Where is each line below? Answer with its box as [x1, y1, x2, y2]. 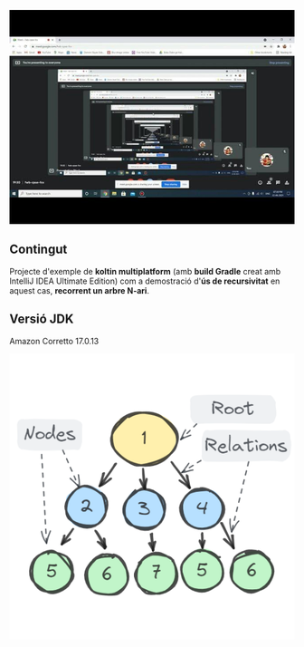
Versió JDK [9, 312, 74, 327]
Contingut [9, 242, 68, 257]
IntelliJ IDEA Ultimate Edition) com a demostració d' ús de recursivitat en [9, 275, 280, 286]
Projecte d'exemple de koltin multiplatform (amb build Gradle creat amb [9, 266, 281, 276]
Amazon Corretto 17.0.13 [9, 335, 100, 346]
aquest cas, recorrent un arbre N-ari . [9, 285, 149, 295]
